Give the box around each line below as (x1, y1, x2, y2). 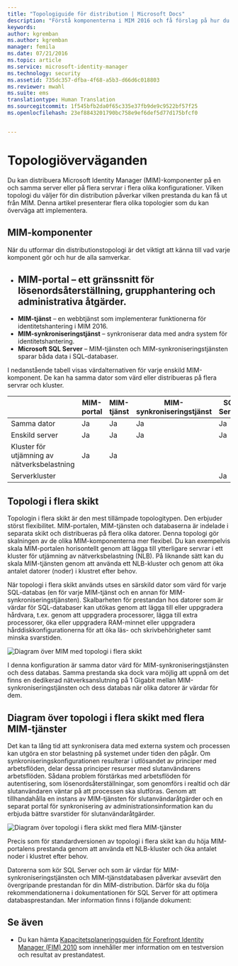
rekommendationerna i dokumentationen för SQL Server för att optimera (7, 888, 218, 896)
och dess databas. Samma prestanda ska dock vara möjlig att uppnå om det (7, 669, 229, 677)
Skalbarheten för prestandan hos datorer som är (82, 595, 224, 604)
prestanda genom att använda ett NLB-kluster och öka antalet (36, 844, 217, 852)
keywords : (7, 23, 37, 31)
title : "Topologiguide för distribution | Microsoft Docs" (7, 10, 186, 18)
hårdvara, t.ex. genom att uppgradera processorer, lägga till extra (7, 611, 198, 620)
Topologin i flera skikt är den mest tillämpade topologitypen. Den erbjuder (7, 514, 223, 522)
